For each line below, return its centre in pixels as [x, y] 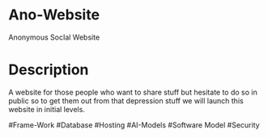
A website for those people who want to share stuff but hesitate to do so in [133, 92]
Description [49, 70]
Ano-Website [54, 15]
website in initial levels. [47, 109]
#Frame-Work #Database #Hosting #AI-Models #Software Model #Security [134, 125]
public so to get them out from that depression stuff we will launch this [126, 100]
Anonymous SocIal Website [54, 37]
